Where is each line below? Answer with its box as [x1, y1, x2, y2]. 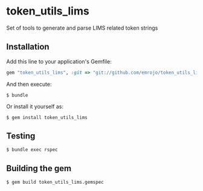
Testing [6, 131, 36, 141]
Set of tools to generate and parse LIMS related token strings [6, 24, 158, 31]
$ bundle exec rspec [6, 147, 59, 153]
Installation [6, 42, 50, 52]
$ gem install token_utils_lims [6, 114, 88, 120]
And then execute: [6, 80, 52, 88]
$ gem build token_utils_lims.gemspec [6, 180, 104, 186]
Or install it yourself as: [6, 103, 63, 110]
